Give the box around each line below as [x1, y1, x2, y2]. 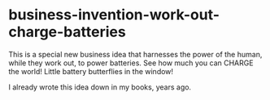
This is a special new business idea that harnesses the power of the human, [8, 49, 263, 59]
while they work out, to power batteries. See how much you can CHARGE [8, 58, 254, 68]
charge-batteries [8, 23, 126, 41]
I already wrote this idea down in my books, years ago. [8, 82, 192, 92]
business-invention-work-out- [8, 6, 220, 24]
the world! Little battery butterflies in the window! [8, 66, 173, 76]
